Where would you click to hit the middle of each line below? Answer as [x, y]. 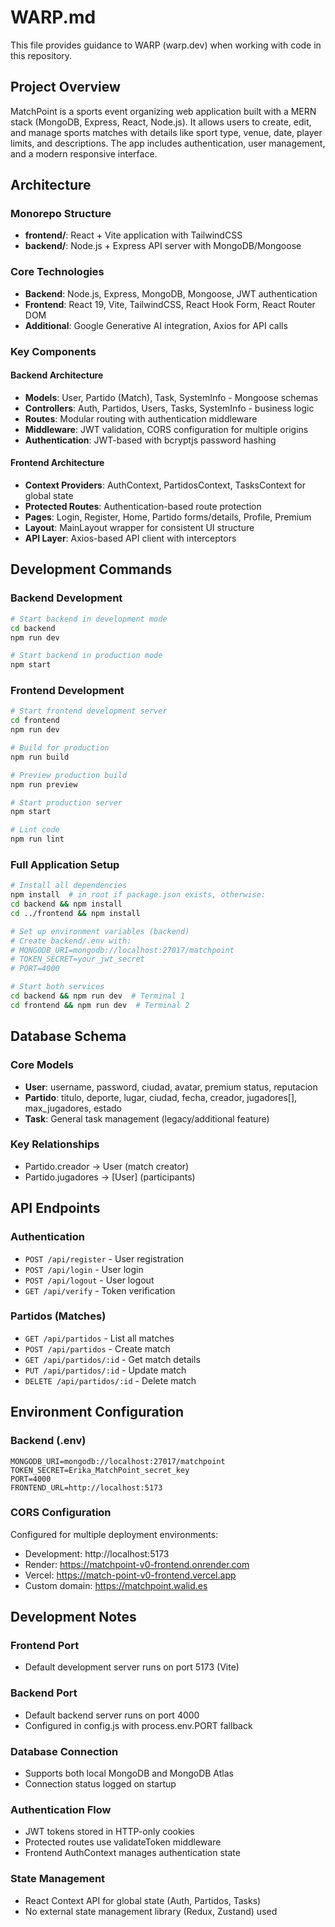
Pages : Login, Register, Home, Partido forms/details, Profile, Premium [168, 517]
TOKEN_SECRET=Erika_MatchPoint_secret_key [100, 1470]
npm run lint [37, 839]
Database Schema [68, 1036]
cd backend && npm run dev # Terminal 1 [98, 996]
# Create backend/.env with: [71, 941]
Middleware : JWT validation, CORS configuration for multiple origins [166, 429]
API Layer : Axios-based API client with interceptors [130, 538]
